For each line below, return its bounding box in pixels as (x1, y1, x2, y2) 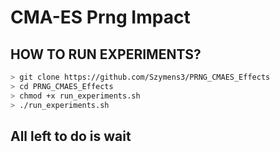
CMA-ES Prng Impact (10, 6, 191, 29)
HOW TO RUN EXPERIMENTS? (10, 46, 202, 63)
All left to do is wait (10, 127, 132, 145)
